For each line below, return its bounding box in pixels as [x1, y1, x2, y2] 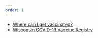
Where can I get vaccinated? [12, 21, 73, 27]
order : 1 [5, 7, 24, 13]
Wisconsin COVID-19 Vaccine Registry [12, 26, 93, 33]
